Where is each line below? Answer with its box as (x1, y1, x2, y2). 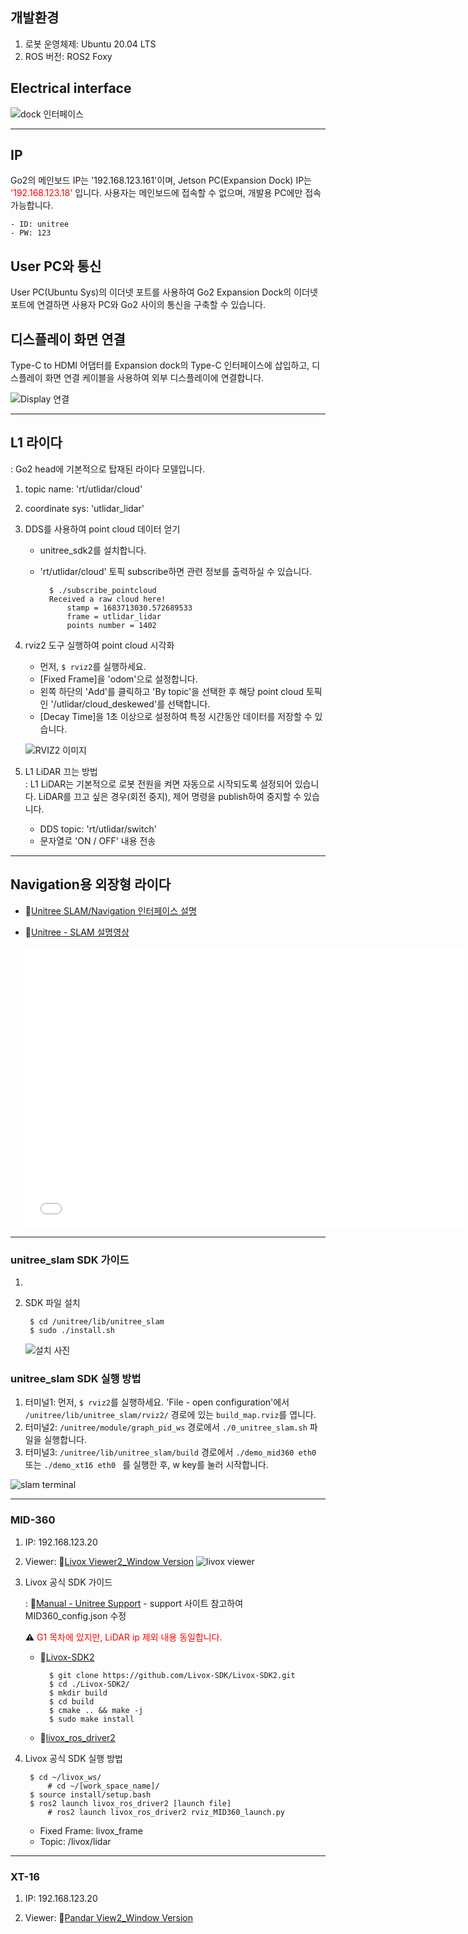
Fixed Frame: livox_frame (39, 1824, 143, 1837)
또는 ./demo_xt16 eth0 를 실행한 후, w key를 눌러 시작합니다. (24, 1459, 269, 1471)
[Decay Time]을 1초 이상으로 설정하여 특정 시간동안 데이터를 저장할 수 (39, 710, 313, 722)
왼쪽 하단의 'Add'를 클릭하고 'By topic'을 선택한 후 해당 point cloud (39, 685, 304, 697)
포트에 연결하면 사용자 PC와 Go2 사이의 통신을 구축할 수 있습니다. (10, 299, 267, 311)
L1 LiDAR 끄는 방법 (24, 765, 98, 777)
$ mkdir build (48, 1688, 108, 1698)
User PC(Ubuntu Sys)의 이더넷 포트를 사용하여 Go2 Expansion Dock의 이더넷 (10, 286, 318, 298)
